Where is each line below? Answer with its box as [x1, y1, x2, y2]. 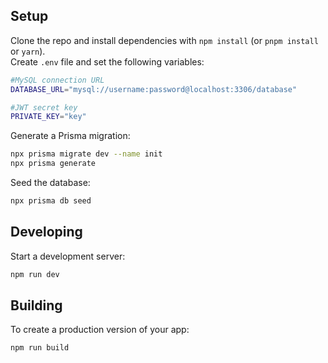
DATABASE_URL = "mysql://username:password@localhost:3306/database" [10, 84, 298, 94]
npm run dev [10, 269, 60, 279]
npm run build [10, 343, 70, 353]
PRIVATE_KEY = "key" [10, 112, 87, 122]
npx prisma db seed [10, 196, 92, 206]
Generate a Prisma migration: [10, 130, 131, 142]
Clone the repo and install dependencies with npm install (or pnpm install [10, 34, 319, 46]
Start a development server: [10, 250, 126, 262]
